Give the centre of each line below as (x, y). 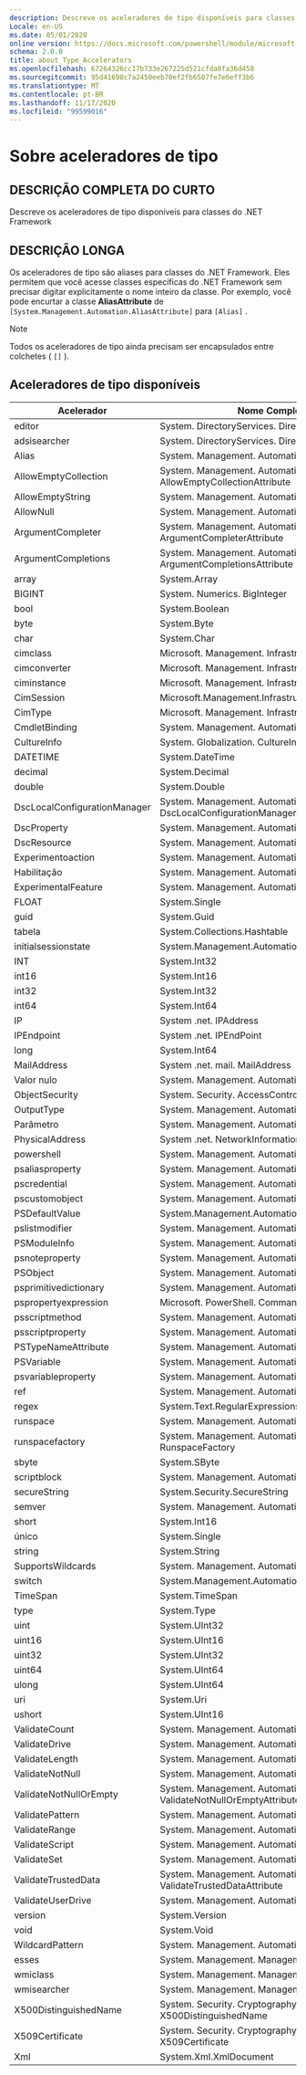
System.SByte (189, 1462)
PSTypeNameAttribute (61, 1347)
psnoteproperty (47, 1258)
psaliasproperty (48, 1168)
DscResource (43, 843)
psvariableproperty (55, 1377)
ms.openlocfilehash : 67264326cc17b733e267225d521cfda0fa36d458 (132, 69)
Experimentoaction (55, 857)
